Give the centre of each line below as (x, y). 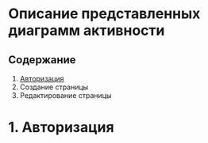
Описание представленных (104, 14)
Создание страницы (54, 87)
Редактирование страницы (65, 95)
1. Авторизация (61, 128)
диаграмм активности (87, 30)
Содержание (42, 60)
